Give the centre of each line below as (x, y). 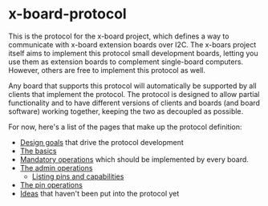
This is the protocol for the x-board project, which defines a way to (119, 36)
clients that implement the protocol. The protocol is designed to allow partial (134, 94)
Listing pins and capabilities (78, 176)
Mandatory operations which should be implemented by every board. (134, 159)
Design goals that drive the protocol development (102, 142)
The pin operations (51, 184)
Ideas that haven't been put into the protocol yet (99, 193)
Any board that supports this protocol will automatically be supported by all (132, 86)
